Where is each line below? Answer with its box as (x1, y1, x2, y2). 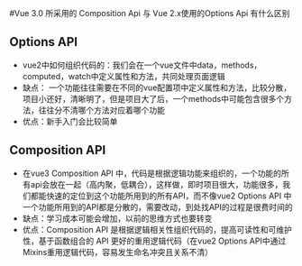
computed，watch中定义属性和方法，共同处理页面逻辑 (22, 70, 225, 81)
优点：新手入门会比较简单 (22, 115, 118, 126)
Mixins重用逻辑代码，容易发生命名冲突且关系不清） (22, 246, 214, 257)
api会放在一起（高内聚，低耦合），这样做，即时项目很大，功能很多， (30, 179, 283, 189)
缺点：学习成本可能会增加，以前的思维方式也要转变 (22, 213, 213, 224)
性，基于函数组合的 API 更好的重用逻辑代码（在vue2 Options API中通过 (22, 235, 287, 246)
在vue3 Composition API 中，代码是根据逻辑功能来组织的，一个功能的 (22, 168, 282, 179)
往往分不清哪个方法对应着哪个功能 (38, 105, 165, 115)
